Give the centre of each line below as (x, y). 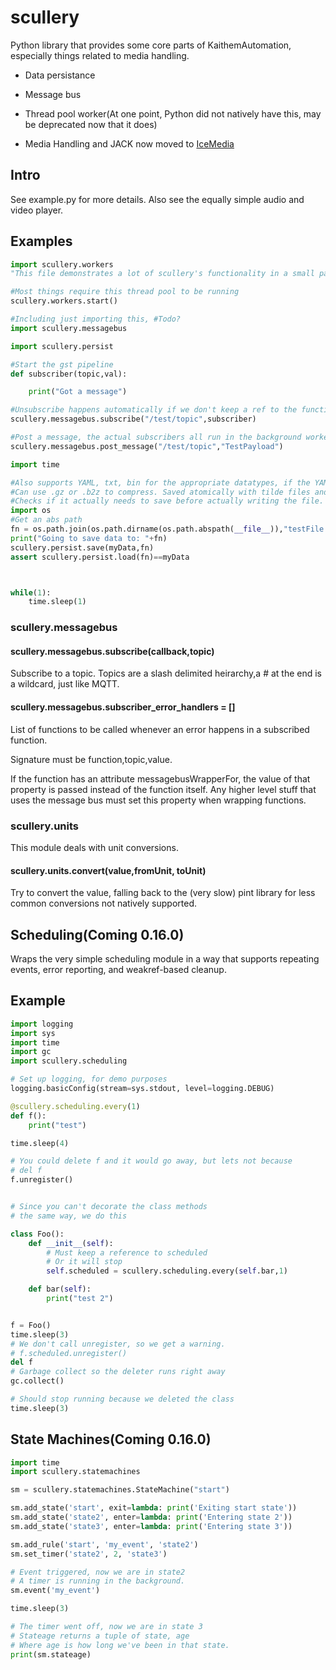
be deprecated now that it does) (91, 124)
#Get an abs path (46, 520)
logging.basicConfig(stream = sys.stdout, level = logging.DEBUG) (142, 1089)
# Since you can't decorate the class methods (109, 1207)
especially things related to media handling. (100, 55)
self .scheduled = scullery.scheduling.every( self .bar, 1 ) (167, 1271)
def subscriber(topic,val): (69, 374)
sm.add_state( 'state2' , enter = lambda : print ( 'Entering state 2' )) (151, 1517)
